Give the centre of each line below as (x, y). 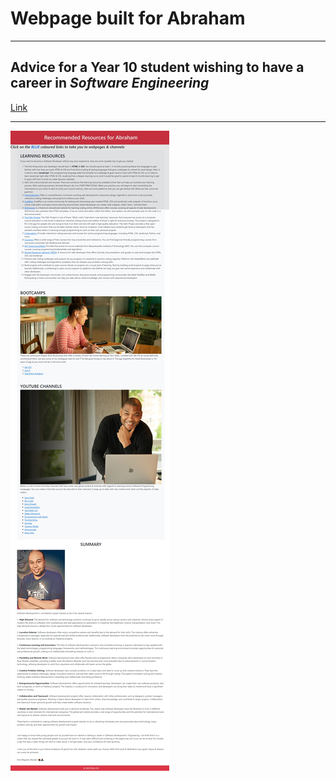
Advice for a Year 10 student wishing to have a (157, 67)
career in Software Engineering (110, 83)
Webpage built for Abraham (128, 18)
